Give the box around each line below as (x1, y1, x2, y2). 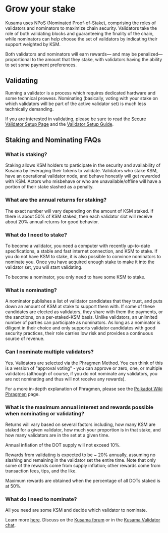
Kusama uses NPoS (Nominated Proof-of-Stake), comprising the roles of (5, 20, 156, 26)
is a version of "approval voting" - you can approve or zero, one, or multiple (5, 365, 162, 371)
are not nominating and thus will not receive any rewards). (5, 376, 126, 382)
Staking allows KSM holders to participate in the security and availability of (5, 162, 160, 168)
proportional (5, 56, 31, 62)
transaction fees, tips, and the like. (5, 468, 77, 474)
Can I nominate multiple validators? (5, 348, 94, 355)
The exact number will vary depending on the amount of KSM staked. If (5, 208, 154, 214)
